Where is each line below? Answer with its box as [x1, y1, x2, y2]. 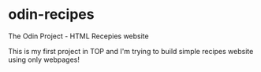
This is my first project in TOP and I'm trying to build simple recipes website [8, 46, 254, 56]
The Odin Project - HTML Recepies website [8, 31, 149, 41]
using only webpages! [8, 55, 80, 64]
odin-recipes [8, 5, 95, 23]
